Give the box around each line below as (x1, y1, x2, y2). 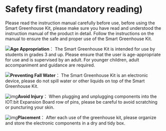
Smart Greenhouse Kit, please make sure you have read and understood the (5, 25, 162, 31)
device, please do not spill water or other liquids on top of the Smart (5, 78, 145, 84)
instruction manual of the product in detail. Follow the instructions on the (5, 30, 155, 36)
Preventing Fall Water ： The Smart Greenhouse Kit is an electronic (10, 72, 149, 78)
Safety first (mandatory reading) (5, 3, 143, 15)
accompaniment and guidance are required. (5, 62, 95, 68)
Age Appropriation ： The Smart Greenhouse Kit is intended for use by (10, 46, 156, 52)
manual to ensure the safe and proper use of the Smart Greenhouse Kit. (5, 36, 153, 42)
